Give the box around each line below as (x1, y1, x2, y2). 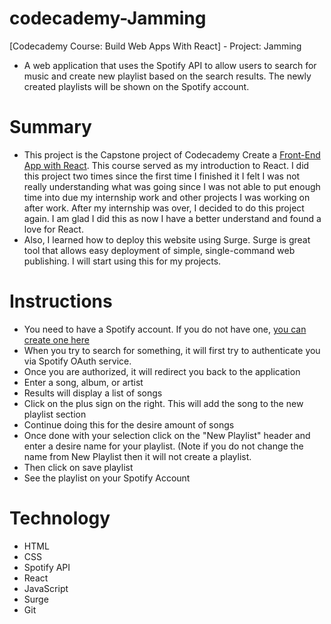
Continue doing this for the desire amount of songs (23, 418, 235, 431)
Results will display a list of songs (23, 387, 163, 399)
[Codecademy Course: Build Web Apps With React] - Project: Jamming (9, 40, 302, 52)
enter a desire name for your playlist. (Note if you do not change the (23, 440, 304, 452)
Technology (9, 507, 111, 529)
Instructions (9, 290, 113, 313)
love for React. (23, 223, 84, 235)
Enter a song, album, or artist (23, 376, 144, 388)
